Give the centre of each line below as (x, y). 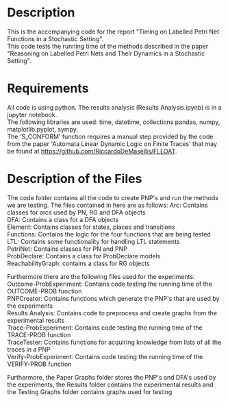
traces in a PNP (29, 349)
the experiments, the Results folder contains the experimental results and (110, 384)
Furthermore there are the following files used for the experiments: (101, 276)
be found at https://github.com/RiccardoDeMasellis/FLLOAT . (92, 151)
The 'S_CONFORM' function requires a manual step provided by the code (110, 136)
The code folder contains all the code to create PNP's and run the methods (113, 197)
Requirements (48, 89)
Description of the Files (75, 179)
